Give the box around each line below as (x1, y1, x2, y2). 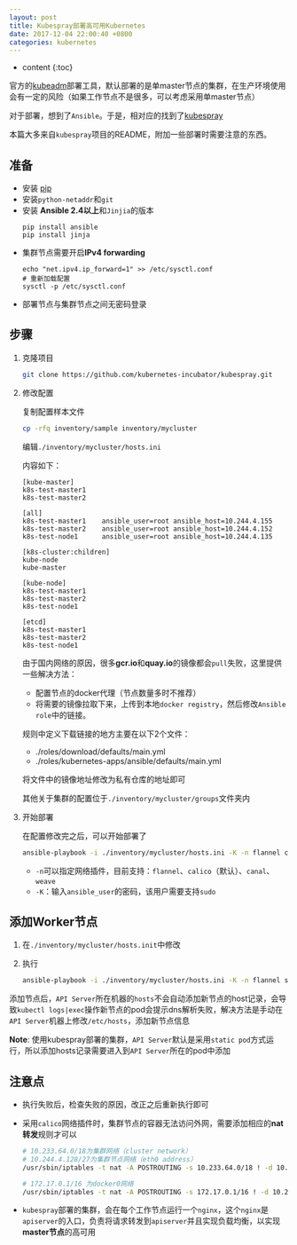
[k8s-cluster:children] (21, 548, 111, 556)
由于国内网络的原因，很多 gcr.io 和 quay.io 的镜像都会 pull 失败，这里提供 (21, 658, 282, 668)
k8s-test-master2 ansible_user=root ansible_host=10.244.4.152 (21, 524, 273, 533)
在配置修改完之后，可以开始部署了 (21, 831, 147, 841)
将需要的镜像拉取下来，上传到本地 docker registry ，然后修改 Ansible (35, 698, 286, 709)
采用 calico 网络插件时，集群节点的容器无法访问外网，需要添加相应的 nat (21, 1118, 284, 1128)
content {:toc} (21, 62, 74, 73)
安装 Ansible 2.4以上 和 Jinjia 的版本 (21, 205, 154, 216)
